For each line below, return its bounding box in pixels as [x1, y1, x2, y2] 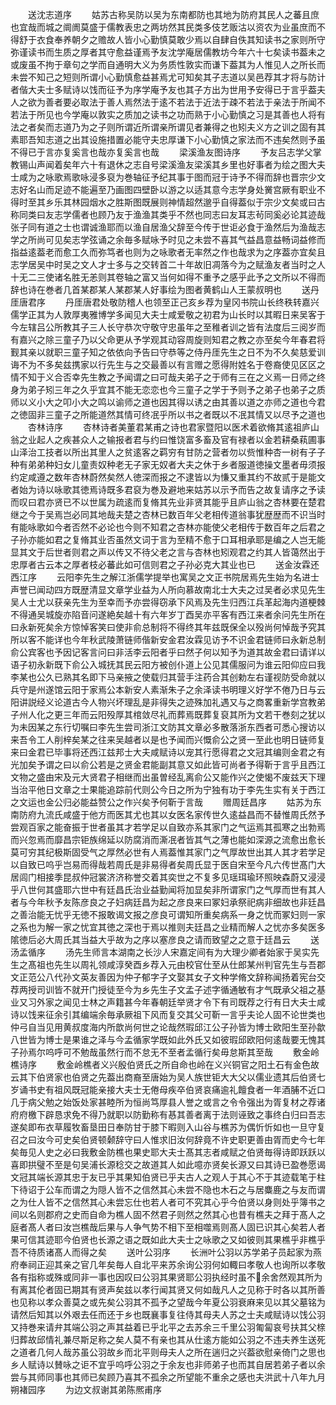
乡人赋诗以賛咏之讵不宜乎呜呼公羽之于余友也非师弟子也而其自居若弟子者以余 [10, 1359, 326, 1370]
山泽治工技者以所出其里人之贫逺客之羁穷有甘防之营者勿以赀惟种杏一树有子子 [10, 446, 326, 458]
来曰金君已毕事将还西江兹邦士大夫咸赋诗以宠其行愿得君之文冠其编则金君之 [10, 746, 317, 758]
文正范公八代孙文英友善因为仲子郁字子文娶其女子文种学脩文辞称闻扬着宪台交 [10, 971, 326, 983]
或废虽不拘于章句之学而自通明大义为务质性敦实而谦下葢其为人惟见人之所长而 [10, 59, 326, 70]
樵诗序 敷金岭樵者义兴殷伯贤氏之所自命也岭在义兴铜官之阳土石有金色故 [10, 1059, 320, 1070]
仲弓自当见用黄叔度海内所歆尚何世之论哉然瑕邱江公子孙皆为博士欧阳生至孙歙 [10, 1021, 326, 1033]
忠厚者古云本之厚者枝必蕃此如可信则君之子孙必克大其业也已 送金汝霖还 [10, 559, 320, 570]
